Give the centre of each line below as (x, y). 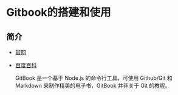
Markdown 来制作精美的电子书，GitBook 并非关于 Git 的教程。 (93, 86)
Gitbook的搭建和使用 (59, 12)
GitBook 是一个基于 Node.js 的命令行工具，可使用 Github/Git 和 (94, 78)
